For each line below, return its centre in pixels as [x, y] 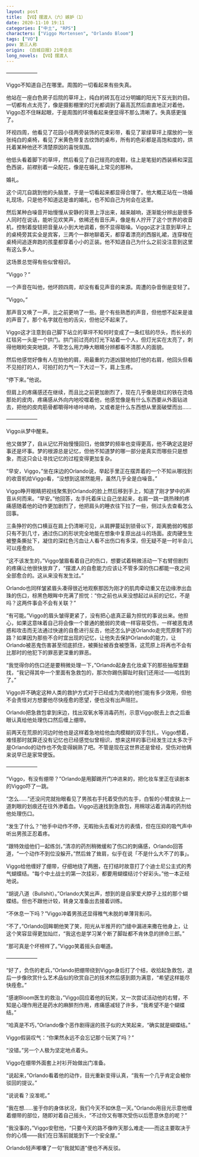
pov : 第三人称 [22, 45]
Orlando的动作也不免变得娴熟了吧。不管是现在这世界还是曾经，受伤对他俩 [101, 747]
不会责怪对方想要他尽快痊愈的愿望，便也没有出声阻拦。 [73, 700]
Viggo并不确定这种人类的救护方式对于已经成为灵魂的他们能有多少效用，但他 [99, 692]
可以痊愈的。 [22, 548]
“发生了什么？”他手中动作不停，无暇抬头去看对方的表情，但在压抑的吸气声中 [99, 826]
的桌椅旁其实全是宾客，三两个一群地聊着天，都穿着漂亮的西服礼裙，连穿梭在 [99, 234]
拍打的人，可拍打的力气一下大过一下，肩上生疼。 [76, 367]
